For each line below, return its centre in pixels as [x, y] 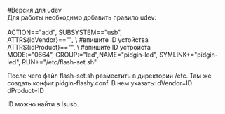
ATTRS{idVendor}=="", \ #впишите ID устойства [78, 40]
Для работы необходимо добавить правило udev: [82, 17]
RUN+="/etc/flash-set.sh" [60, 62]
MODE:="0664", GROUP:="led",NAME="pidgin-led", [82, 55]
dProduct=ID [26, 91]
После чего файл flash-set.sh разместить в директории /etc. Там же [109, 76]
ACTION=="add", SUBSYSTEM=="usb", [65, 32]
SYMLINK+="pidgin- [189, 55]
